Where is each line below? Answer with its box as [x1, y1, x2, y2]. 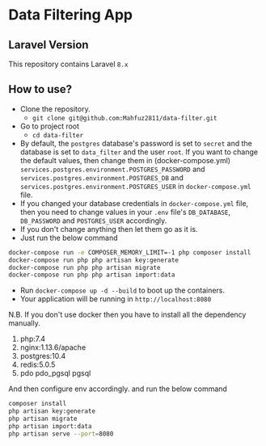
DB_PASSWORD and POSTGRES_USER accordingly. [19, 216, 167, 225]
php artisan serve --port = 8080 [8, 430, 114, 438]
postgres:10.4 [19, 351, 66, 361]
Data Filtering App [8, 6, 133, 24]
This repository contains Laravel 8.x [8, 59, 129, 69]
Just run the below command [19, 233, 118, 242]
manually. [8, 318, 40, 328]
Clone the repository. [19, 103, 91, 114]
